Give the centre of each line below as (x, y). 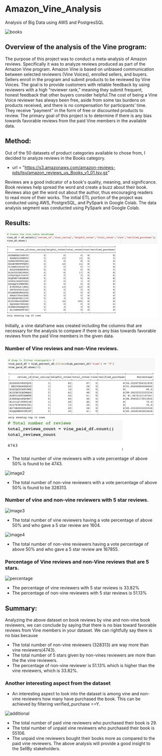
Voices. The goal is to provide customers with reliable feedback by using (77, 84)
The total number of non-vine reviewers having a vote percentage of (80, 544)
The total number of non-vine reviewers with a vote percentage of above (84, 482)
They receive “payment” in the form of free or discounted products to (74, 110)
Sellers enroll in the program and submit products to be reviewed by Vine (78, 79)
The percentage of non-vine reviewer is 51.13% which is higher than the (83, 665)
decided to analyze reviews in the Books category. (55, 158)
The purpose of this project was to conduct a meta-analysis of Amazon (76, 59)
